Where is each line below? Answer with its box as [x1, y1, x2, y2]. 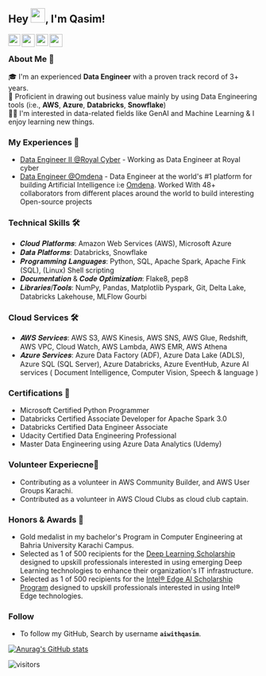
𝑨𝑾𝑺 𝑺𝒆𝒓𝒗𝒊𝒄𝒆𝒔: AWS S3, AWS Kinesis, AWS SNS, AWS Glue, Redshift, [19, 333, 249, 342]
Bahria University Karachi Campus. [19, 540, 134, 550]
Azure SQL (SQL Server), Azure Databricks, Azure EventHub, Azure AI [19, 359, 249, 369]
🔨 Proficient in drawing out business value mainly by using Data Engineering [8, 92, 258, 102]
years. [8, 83, 29, 93]
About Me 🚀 [8, 53, 55, 64]
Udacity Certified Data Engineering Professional [19, 431, 177, 441]
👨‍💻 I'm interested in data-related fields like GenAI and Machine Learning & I [8, 109, 255, 118]
